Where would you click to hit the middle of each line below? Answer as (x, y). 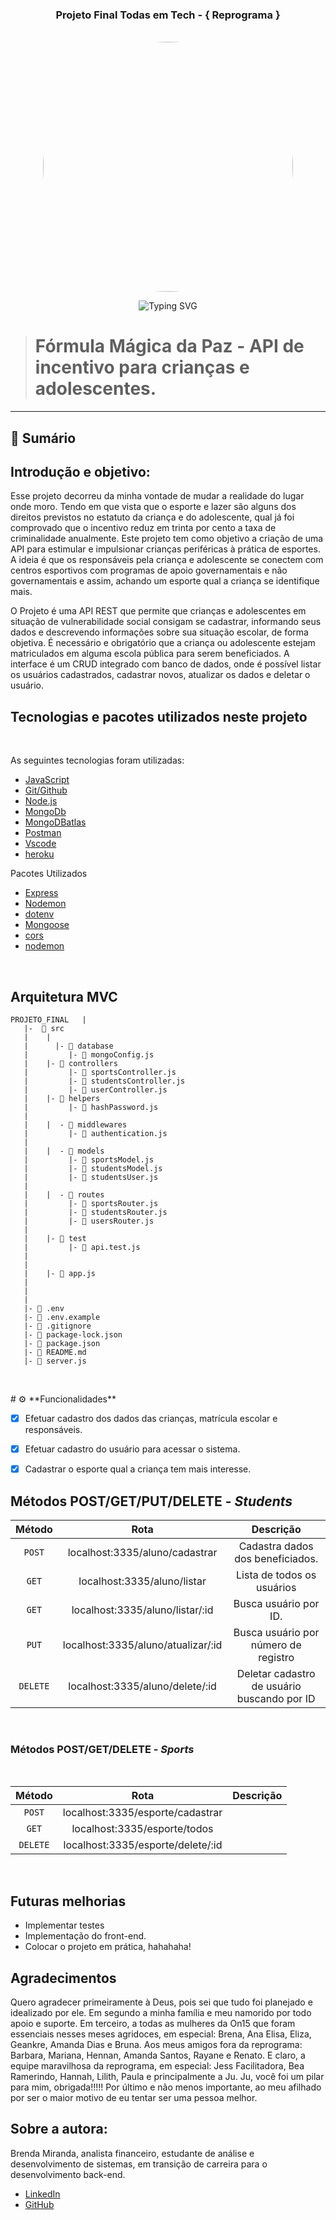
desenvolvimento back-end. (68, 2174)
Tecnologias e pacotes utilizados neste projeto (159, 716)
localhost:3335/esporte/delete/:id (143, 1845)
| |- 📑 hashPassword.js (91, 1108)
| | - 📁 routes (64, 1195)
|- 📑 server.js (55, 1361)
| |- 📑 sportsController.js (100, 1073)
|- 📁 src (44, 1029)
